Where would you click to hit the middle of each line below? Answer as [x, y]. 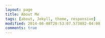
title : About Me [22, 14]
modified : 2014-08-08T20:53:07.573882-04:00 [53, 23]
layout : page [19, 10]
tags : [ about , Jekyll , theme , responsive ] [50, 19]
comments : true [21, 28]
